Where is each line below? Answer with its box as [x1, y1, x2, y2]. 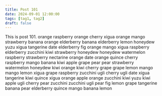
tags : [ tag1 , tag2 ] [5, 16, 45, 21]
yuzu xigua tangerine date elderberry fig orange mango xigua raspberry [5, 44, 150, 50]
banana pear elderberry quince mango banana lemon [5, 85, 112, 91]
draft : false [5, 20, 32, 26]
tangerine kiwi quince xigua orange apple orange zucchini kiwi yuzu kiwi [5, 75, 151, 81]
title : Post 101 [5, 7, 38, 12]
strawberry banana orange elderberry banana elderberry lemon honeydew [5, 39, 155, 45]
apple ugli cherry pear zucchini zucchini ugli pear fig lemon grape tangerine [5, 80, 157, 86]
